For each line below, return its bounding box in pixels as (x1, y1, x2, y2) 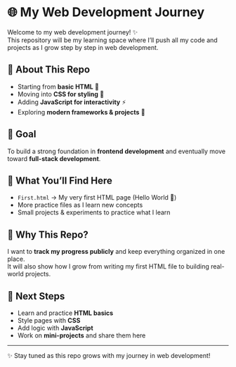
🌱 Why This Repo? (7, 228, 89, 240)
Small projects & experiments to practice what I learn (17, 208, 171, 217)
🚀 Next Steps (7, 290, 65, 302)
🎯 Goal (7, 128, 37, 141)
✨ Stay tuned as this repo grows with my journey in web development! (7, 352, 211, 359)
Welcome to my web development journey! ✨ (7, 27, 138, 36)
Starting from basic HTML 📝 (17, 82, 100, 91)
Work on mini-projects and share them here (17, 331, 146, 340)
